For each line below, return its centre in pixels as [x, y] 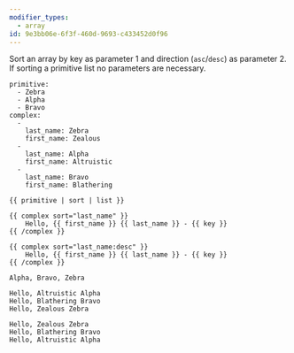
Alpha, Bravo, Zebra [47, 278]
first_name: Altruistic [69, 162]
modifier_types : [39, 17]
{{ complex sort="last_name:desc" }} [79, 247]
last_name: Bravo [57, 178]
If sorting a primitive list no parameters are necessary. [108, 68]
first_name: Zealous [63, 139]
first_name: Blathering [69, 185]
